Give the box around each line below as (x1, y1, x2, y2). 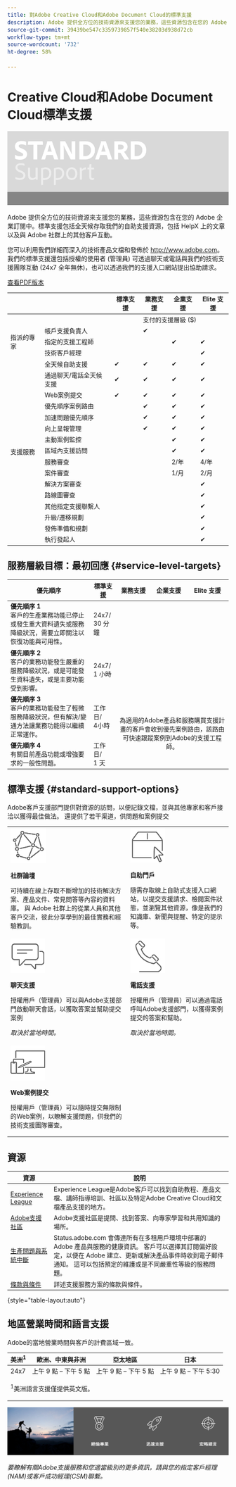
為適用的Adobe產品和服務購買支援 (119, 715, 219, 724)
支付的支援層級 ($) (143, 315, 197, 324)
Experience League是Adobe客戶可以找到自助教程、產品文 (53, 1185, 221, 1193)
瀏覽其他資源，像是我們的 (148, 903, 223, 912)
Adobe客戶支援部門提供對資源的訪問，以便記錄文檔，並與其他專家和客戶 (7, 803, 218, 812)
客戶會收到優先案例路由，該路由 (132, 724, 225, 733)
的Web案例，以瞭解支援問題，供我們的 (10, 1112, 122, 1120)
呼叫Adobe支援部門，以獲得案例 (129, 1005, 223, 1013)
